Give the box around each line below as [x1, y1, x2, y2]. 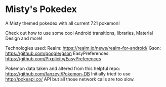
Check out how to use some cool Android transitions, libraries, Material [5, 30, 153, 36]
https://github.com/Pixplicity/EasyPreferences [5, 55, 101, 61]
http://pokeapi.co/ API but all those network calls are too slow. [5, 76, 135, 82]
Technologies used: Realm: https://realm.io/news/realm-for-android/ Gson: [5, 45, 161, 51]
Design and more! [5, 35, 43, 41]
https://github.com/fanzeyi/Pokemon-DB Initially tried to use [5, 70, 131, 76]
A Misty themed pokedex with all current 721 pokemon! [5, 20, 120, 26]
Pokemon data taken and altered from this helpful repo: [5, 65, 120, 71]
